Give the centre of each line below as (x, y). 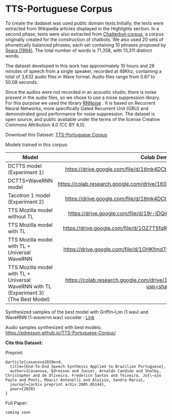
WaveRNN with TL (30, 286)
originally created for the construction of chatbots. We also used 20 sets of (84, 39)
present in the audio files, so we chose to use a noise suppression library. (83, 97)
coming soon (18, 412)
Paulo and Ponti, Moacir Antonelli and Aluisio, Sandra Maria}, (75, 380)
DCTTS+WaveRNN (30, 181)
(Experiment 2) (26, 202)
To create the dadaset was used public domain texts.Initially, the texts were (84, 23)
